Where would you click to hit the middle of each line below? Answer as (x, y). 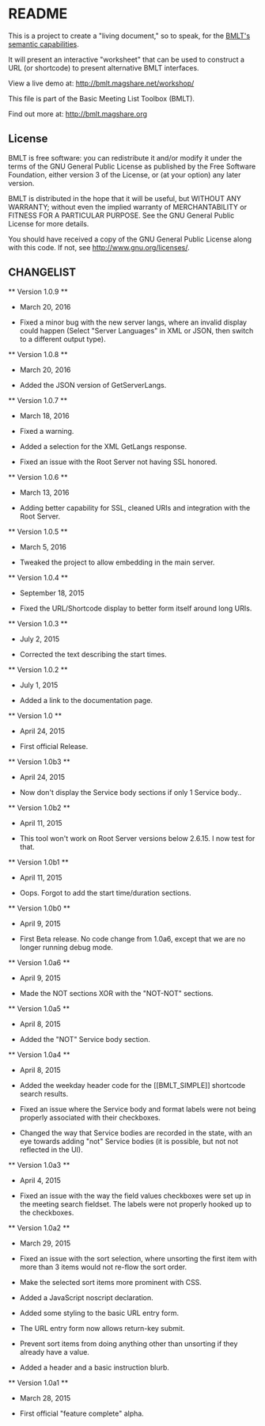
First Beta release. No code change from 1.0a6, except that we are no (132, 938)
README (38, 14)
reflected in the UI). (51, 1150)
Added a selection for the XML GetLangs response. (103, 446)
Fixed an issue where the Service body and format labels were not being (138, 1108)
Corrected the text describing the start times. (93, 654)
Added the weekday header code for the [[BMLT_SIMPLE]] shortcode (132, 1085)
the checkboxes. (47, 1212)
